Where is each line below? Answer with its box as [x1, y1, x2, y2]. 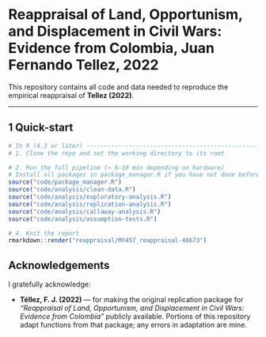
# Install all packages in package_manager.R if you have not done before [8, 171, 260, 179]
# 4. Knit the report [8, 229, 80, 237]
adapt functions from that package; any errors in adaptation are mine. [19, 320, 248, 330]
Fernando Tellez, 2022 [8, 56, 159, 74]
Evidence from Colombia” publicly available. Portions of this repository [19, 312, 251, 321]
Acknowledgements [8, 259, 110, 272]
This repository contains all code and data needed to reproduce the [8, 81, 229, 92]
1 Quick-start [8, 121, 74, 134]
